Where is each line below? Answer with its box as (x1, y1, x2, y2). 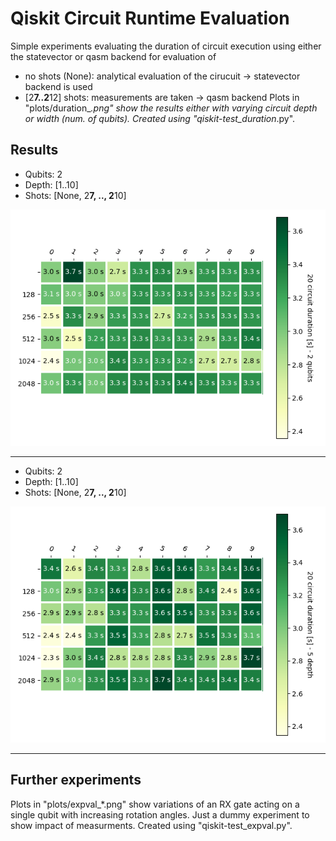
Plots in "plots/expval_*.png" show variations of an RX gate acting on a (10, 798, 300, 810)
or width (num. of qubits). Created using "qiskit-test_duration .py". (24, 112, 296, 124)
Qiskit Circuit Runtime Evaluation (10, 7, 290, 30)
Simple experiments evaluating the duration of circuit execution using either (10, 40, 322, 52)
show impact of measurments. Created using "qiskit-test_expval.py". (10, 819, 293, 831)
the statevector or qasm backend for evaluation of (10, 50, 217, 62)
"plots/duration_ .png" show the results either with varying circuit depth (24, 102, 318, 114)
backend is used (24, 80, 93, 92)
